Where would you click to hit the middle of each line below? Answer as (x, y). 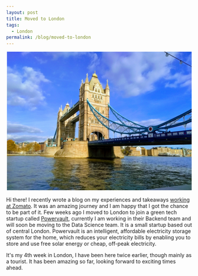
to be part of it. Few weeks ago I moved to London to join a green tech (92, 212)
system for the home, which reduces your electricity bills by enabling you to (98, 238)
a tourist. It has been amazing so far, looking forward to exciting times (91, 262)
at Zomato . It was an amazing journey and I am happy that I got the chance (97, 206)
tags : (13, 25)
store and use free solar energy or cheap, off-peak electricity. (81, 244)
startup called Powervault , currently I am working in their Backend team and (99, 219)
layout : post (22, 12)
